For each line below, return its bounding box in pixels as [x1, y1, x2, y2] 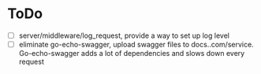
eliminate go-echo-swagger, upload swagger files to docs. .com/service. [18, 40, 254, 49]
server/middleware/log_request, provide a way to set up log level [18, 31, 230, 40]
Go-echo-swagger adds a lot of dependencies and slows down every [18, 49, 245, 58]
